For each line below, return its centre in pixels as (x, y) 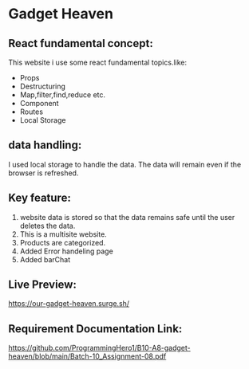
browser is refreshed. (43, 173)
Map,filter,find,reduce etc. (63, 95)
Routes (32, 112)
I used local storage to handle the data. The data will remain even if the (125, 164)
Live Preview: (43, 285)
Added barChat (45, 259)
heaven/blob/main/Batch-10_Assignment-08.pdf (87, 356)
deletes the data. (47, 226)
